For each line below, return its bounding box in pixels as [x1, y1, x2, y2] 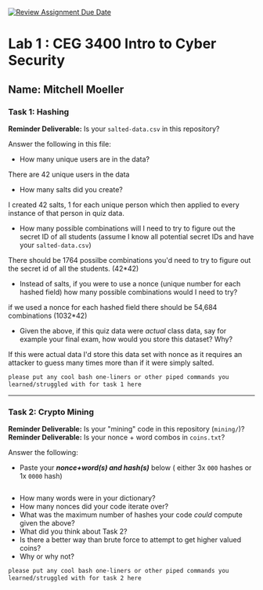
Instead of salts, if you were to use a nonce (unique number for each [19, 279, 241, 288]
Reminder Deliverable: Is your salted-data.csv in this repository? [8, 124, 220, 133]
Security [8, 52, 65, 70]
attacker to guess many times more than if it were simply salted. [8, 358, 214, 367]
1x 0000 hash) [19, 471, 63, 480]
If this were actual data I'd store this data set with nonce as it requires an [8, 349, 243, 359]
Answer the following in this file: [8, 139, 111, 148]
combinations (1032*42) [8, 311, 88, 320]
